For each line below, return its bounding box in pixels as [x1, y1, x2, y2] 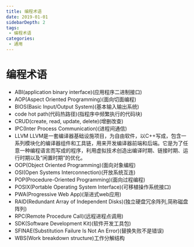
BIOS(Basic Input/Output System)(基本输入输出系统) [14, 103, 140, 110]
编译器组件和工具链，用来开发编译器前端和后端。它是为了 [45, 140, 184, 147]
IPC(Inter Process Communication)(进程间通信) [14, 125, 127, 132]
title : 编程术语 [6, 8, 42, 15]
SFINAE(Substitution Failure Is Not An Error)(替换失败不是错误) [14, 227, 164, 234]
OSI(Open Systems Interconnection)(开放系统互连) [14, 169, 136, 176]
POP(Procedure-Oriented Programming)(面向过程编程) [14, 176, 146, 183]
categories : [6, 36, 35, 41]
